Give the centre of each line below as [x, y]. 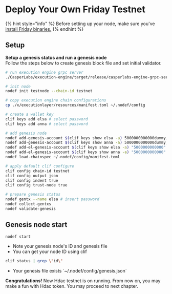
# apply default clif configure [40, 166]
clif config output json [32, 176]
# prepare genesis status [33, 195]
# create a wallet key [29, 114]
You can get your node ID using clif [50, 251]
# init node [18, 86]
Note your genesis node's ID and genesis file [60, 246]
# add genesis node [26, 133]
